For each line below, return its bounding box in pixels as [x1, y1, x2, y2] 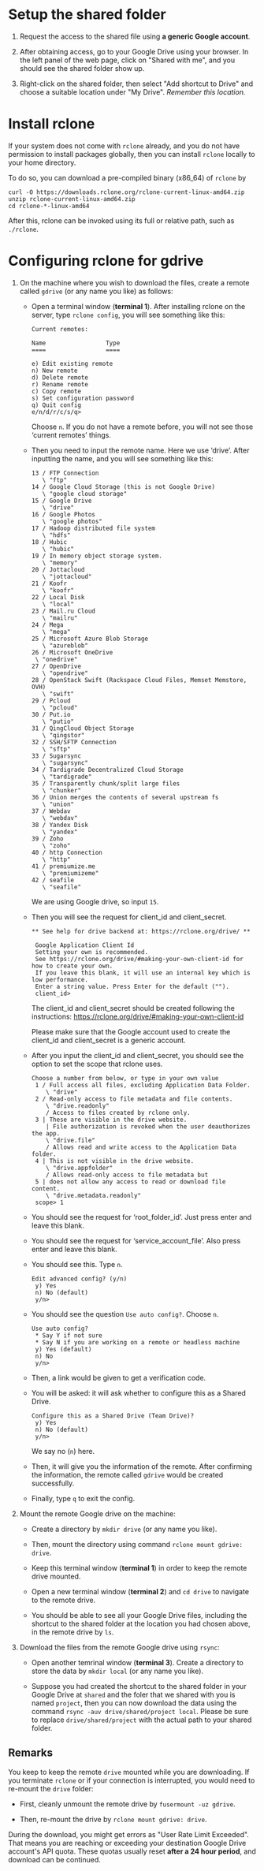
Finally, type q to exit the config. [31, 1493, 136, 1503]
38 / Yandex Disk [31, 821, 89, 829]
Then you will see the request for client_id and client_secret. [31, 912, 227, 922]
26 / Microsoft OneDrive [31, 648, 113, 656]
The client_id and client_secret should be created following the [31, 1003, 235, 1012]
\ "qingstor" [42, 731, 85, 739]
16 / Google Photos [31, 510, 96, 518]
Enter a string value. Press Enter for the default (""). [35, 982, 230, 990]
